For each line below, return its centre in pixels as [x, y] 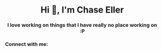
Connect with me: [27, 44]
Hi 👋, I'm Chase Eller [82, 10]
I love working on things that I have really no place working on [82, 25]
